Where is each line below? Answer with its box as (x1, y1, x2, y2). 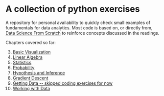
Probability (12, 65, 35, 71)
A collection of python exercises (5, 3, 140, 15)
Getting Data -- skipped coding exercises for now (12, 80, 113, 86)
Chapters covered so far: (5, 39, 56, 45)
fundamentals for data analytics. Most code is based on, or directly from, (5, 24, 153, 30)
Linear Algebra (12, 54, 43, 60)
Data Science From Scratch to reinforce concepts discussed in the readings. (5, 30, 160, 36)
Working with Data (12, 85, 50, 91)
